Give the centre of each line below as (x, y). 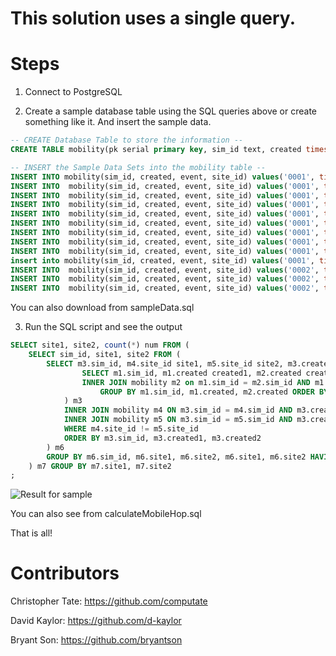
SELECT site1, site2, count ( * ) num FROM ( (100, 345)
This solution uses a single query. (153, 18)
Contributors (65, 573)
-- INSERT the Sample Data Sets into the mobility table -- (138, 167)
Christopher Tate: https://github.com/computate (109, 601)
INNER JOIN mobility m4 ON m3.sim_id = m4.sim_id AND (178, 410)
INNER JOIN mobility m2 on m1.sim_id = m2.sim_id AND (196, 382)
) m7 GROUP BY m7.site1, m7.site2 (100, 466)
